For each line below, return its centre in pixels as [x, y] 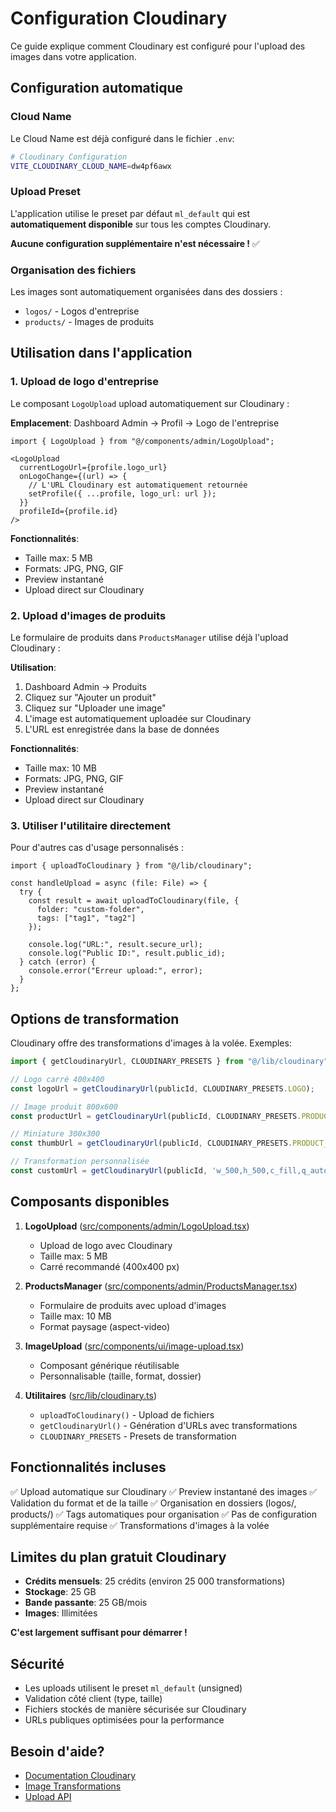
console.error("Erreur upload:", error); [115, 971]
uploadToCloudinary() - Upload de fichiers [127, 1414]
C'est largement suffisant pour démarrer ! [99, 1633]
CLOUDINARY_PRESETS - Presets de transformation [138, 1436]
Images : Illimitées [61, 1613]
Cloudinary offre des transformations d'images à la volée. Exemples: [151, 1043]
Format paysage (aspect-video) [105, 1326]
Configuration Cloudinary [119, 18]
